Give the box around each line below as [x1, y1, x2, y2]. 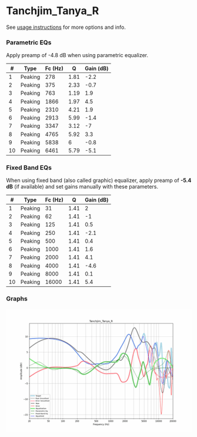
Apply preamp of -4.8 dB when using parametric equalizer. [6, 52, 149, 59]
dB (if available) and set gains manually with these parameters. [6, 183, 159, 190]
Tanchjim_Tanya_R [6, 4, 99, 18]
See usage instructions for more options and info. [6, 24, 126, 31]
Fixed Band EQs [6, 163, 52, 171]
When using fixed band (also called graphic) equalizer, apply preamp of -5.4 [6, 177, 192, 184]
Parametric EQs [6, 38, 52, 47]
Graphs [6, 294, 28, 303]
